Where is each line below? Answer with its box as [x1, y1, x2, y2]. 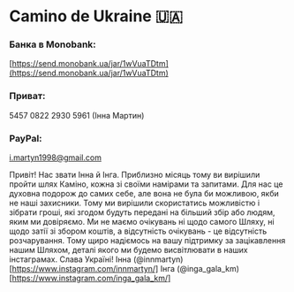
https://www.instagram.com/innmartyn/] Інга [11, 264, 175, 274]
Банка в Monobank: [9, 38, 97, 50]
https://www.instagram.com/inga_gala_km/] [11, 273, 171, 284]
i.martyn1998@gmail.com [9, 152, 102, 163]
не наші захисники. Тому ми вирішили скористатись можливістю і [9, 197, 260, 209]
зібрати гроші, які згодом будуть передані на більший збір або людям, [9, 207, 275, 218]
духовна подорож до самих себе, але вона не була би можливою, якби [9, 188, 280, 199]
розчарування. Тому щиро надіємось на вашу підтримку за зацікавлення [9, 235, 286, 246]
